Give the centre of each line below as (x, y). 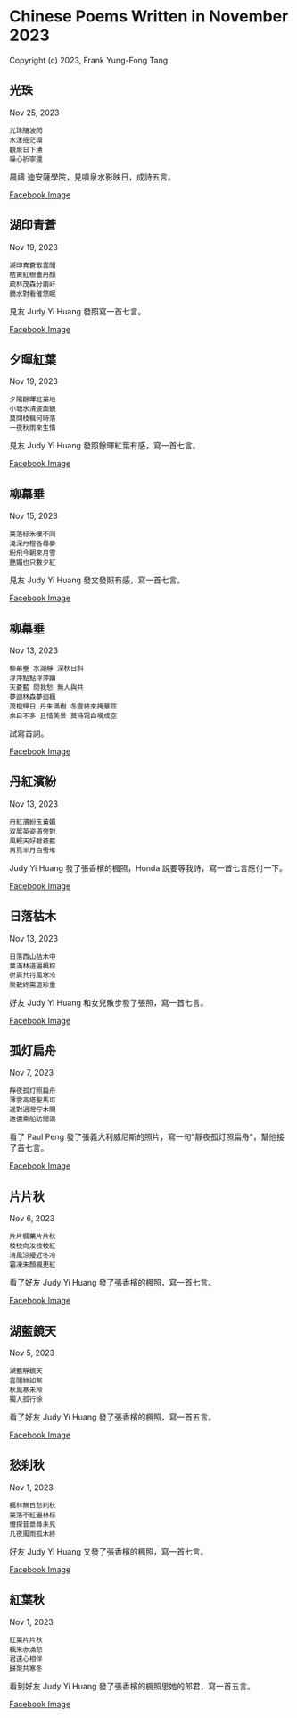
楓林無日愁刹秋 (33, 1505)
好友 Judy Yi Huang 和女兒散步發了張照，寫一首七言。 (109, 1002)
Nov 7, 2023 (32, 1073)
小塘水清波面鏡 (33, 409)
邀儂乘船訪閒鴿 (33, 1119)
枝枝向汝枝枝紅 (33, 1246)
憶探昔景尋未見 (33, 1524)
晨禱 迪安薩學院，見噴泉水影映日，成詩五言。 (92, 177)
